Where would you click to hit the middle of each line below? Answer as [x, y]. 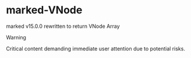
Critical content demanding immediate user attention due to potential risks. [95, 48]
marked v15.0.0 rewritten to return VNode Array [63, 26]
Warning [16, 37]
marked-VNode [44, 10]
